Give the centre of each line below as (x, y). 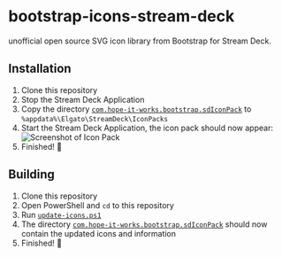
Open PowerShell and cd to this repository (97, 205)
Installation (40, 69)
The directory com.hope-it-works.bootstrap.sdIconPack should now (144, 224)
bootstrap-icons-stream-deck (122, 16)
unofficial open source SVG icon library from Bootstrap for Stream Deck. (140, 41)
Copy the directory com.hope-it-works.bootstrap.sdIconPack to (136, 109)
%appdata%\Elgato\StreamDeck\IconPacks (95, 119)
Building (31, 175)
